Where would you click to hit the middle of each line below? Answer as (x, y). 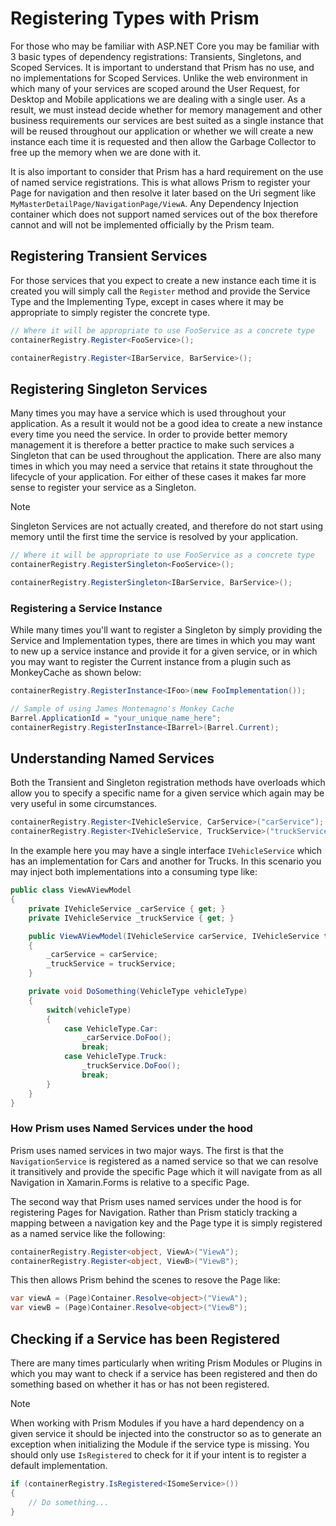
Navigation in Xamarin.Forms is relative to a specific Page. (130, 1182)
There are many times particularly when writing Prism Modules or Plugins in (166, 1363)
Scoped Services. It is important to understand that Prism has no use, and (162, 67)
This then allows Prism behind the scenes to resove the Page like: (145, 1280)
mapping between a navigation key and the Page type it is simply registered (166, 1223)
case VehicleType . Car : (111, 1028)
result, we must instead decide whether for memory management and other (166, 109)
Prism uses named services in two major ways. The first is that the (147, 1150)
